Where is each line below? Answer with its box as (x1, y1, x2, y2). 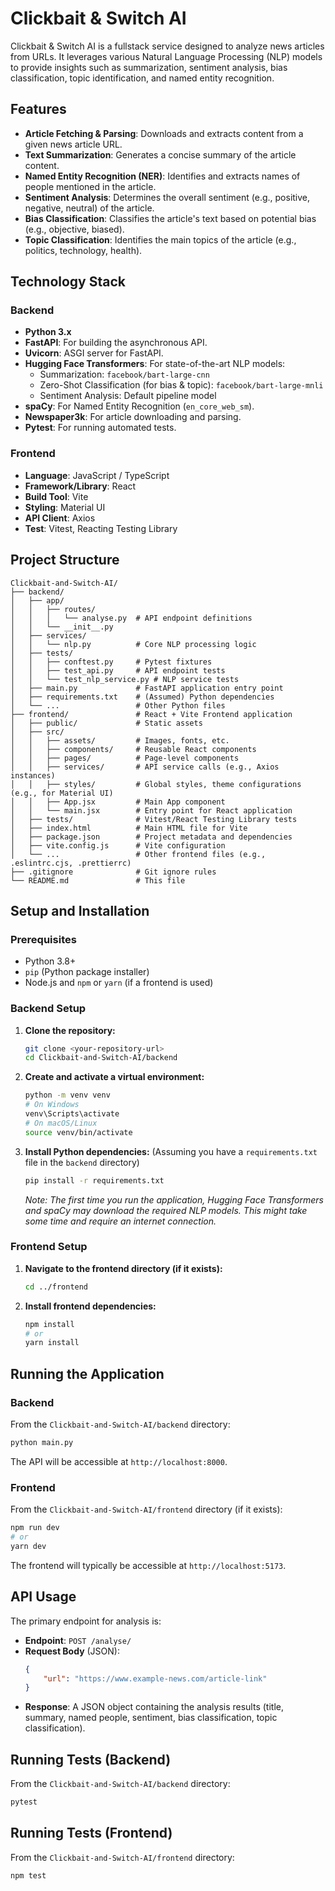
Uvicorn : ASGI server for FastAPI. (24, 347, 164, 359)
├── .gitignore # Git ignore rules (10, 867, 217, 877)
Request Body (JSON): (24, 1645, 120, 1657)
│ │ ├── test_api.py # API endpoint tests (10, 665, 226, 676)
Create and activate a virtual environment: (24, 1071, 205, 1083)
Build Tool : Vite (24, 490, 89, 502)
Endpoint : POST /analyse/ (24, 1634, 132, 1646)
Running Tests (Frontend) (10, 1825, 173, 1842)
